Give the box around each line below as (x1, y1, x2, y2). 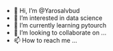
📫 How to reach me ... (13, 37, 77, 44)
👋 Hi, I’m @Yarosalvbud (13, 7, 80, 14)
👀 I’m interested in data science (13, 14, 103, 22)
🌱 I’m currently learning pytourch (13, 21, 107, 29)
